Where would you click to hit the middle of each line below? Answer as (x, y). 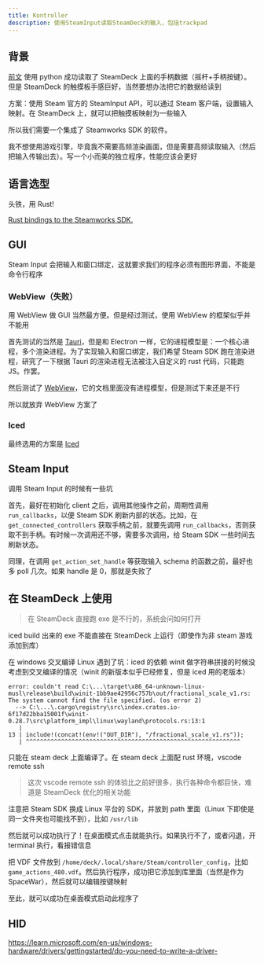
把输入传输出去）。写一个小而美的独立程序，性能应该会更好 (103, 156)
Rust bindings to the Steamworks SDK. (71, 220)
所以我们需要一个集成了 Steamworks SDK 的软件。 (90, 130)
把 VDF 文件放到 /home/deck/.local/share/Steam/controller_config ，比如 (128, 862)
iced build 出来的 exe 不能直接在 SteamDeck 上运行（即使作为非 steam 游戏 (130, 636)
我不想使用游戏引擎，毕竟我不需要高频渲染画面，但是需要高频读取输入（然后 (132, 147)
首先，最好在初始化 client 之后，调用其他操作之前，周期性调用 (108, 505)
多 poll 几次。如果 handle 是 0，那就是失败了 (80, 572)
